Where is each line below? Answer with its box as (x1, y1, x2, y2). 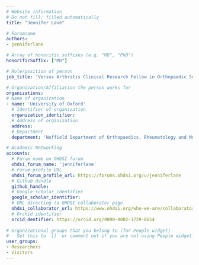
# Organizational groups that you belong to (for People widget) (6, 228, 171, 234)
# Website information (6, 8, 62, 15)
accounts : (6, 151, 31, 157)
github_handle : (11, 183, 49, 190)
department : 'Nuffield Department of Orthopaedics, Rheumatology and (11, 134, 187, 140)
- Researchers (6, 244, 41, 250)
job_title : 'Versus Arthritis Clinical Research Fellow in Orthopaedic (6, 74, 187, 80)
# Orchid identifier (11, 211, 62, 217)
